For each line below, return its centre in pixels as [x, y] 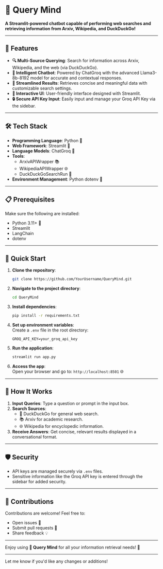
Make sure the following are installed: [42, 214]
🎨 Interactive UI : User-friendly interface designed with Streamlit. [77, 93]
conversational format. [34, 437]
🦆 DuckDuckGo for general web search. [59, 414]
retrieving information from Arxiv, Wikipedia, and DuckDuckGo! [70, 28]
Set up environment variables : [43, 325]
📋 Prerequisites [30, 199]
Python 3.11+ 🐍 [27, 223]
